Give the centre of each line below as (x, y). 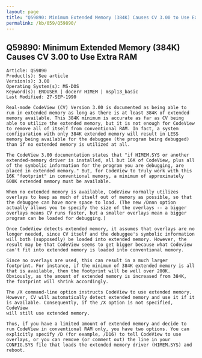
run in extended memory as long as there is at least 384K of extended (98, 113)
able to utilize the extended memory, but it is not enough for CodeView (101, 124)
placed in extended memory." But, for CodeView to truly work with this (99, 171)
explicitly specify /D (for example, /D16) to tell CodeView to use (94, 334)
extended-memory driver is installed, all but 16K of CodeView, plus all (101, 160)
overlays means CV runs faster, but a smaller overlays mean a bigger (96, 213)
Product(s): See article (37, 76)
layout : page (23, 12)
